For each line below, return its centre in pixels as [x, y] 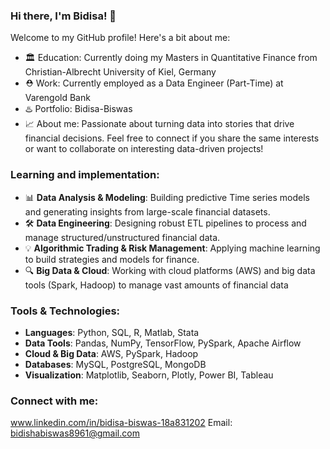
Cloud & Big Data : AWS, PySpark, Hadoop [111, 353]
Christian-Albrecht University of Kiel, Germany [120, 72]
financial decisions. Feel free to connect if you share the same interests [172, 138]
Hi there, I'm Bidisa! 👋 [63, 16]
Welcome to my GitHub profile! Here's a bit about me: [120, 38]
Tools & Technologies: [65, 311]
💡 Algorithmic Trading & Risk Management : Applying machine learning [172, 248]
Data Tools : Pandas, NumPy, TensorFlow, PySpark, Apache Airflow [163, 343]
